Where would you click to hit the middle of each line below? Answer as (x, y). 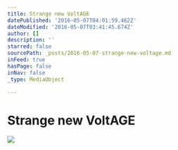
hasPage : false (30, 66)
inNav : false (26, 73)
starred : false (30, 46)
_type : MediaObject (36, 79)
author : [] (23, 33)
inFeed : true (26, 60)
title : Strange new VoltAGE (49, 14)
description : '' (31, 40)
